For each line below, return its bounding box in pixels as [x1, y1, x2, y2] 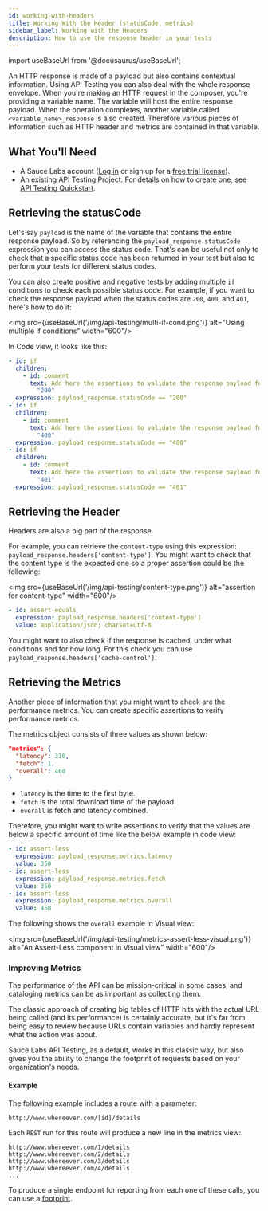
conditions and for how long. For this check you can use [8, 644, 193, 654]
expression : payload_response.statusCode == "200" [15, 394, 187, 403]
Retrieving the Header [8, 505, 120, 519]
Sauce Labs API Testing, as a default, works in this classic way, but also [8, 1045, 244, 1055]
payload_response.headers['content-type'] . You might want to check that [8, 550, 251, 560]
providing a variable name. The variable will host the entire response [8, 96, 234, 106]
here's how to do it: [8, 302, 72, 312]
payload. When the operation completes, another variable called [8, 105, 219, 115]
